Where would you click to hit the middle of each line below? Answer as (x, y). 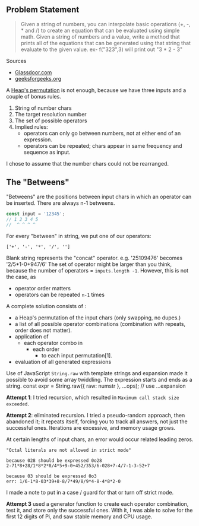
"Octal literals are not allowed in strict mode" (69, 451)
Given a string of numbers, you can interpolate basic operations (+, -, (105, 24)
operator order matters (43, 289)
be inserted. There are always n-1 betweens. (61, 203)
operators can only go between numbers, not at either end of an (102, 133)
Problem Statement (43, 10)
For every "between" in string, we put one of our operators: (79, 236)
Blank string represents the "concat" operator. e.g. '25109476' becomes (94, 258)
